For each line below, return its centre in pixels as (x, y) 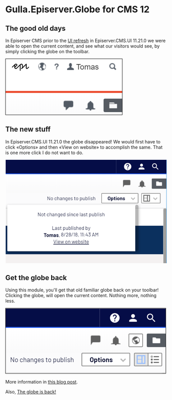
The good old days (36, 28)
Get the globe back (36, 278)
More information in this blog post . (42, 382)
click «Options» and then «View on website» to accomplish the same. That (84, 147)
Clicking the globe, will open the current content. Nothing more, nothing (81, 296)
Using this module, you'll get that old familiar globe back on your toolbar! (82, 290)
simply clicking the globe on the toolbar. (47, 51)
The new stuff (28, 129)
